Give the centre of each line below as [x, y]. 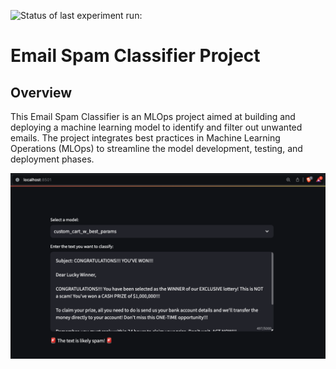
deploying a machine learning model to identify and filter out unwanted [156, 127]
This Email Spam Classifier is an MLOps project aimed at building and [153, 116]
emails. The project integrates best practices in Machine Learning [145, 138]
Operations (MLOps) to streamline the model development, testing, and [156, 148]
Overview [41, 92]
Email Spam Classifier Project [135, 56]
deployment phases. [52, 159]
